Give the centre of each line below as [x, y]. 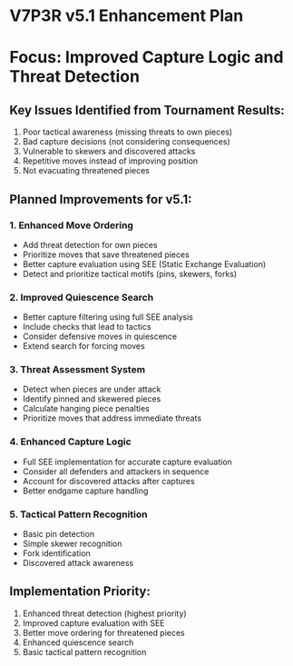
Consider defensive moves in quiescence [100, 336]
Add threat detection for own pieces [90, 244]
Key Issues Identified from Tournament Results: [147, 110]
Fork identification [56, 553]
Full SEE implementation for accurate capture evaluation [127, 462]
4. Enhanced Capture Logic [70, 442]
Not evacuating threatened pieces [86, 171]
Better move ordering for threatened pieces [104, 632]
